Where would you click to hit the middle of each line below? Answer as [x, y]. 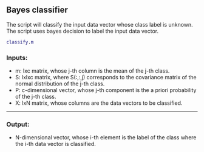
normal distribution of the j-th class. [60, 84]
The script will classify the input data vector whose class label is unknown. [100, 24]
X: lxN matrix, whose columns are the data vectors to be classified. [99, 103]
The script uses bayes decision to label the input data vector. [83, 31]
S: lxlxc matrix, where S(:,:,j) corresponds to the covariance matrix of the [106, 77]
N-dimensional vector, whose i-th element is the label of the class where [106, 137]
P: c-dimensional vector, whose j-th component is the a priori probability [106, 90]
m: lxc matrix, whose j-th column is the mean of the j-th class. [92, 71]
